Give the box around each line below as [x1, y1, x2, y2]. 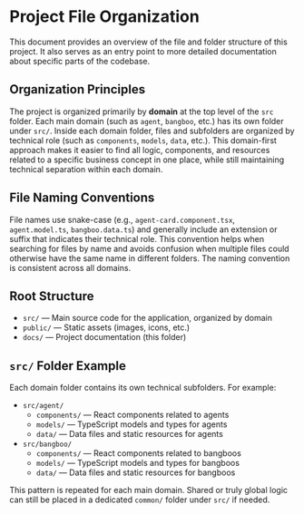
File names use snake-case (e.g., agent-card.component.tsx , [9, 214, 236, 225]
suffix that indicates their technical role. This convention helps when [9, 233, 265, 244]
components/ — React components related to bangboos [35, 448, 242, 459]
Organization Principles [9, 82, 146, 97]
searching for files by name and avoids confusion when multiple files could [9, 243, 289, 254]
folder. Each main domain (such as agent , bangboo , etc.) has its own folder [9, 115, 284, 126]
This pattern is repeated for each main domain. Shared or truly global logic [9, 485, 289, 496]
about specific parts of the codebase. [9, 55, 151, 66]
